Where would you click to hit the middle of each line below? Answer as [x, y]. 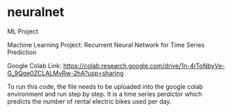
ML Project [23, 31]
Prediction [22, 52]
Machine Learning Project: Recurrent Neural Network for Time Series [106, 45]
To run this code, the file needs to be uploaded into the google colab [105, 86]
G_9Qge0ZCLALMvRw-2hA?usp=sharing [65, 73]
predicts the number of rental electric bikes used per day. [89, 101]
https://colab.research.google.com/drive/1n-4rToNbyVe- [144, 65]
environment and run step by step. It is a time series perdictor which [105, 94]
